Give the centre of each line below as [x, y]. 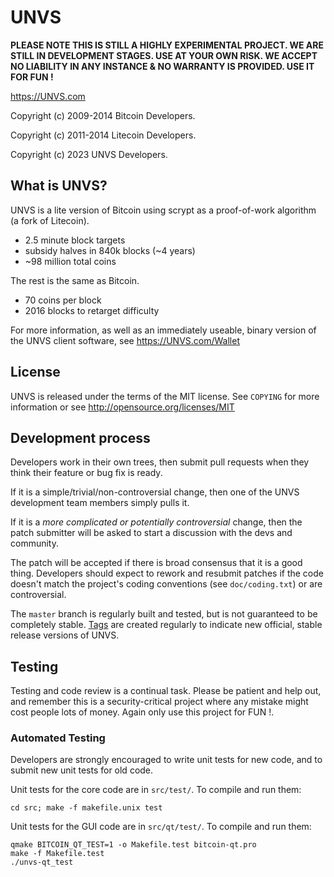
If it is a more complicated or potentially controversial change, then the [156, 522]
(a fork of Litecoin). [50, 220]
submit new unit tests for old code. [82, 770]
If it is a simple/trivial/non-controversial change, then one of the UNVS [155, 492]
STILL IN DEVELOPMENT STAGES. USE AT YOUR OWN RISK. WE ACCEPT [164, 55]
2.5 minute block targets [75, 240]
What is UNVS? [59, 186]
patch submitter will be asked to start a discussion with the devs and [151, 533]
